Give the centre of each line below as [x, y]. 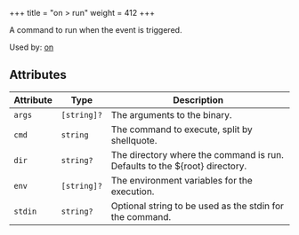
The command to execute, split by [182, 129]
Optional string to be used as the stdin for [198, 206]
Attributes [38, 75]
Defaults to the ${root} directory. [179, 166]
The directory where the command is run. [198, 154]
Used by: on [32, 47]
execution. [133, 192]
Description [198, 99]
